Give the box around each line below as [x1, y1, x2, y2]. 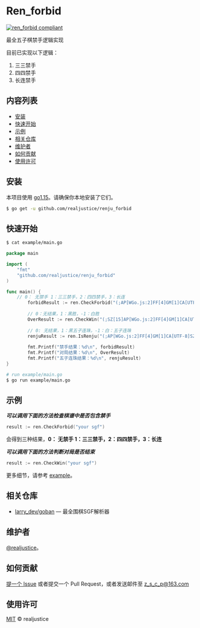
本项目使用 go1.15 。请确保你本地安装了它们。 [6, 193, 116, 201]
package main [6, 251, 39, 257]
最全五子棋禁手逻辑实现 [6, 36, 64, 43]
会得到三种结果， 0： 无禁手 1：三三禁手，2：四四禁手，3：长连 [6, 436, 162, 443]
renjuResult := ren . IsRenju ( [27, 333, 100, 339]
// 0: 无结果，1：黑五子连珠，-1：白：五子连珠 [27, 327, 132, 334]
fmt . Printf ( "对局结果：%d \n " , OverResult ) [27, 350, 130, 356]
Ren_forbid [6, 4, 61, 18]
